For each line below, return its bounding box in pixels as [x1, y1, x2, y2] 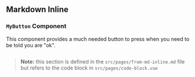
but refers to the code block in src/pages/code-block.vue [20, 64, 158, 71]
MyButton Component [6, 22, 67, 30]
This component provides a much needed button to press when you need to [6, 35, 190, 43]
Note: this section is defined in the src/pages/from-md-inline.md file [20, 58, 185, 65]
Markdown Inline [6, 5, 69, 15]
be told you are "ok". [6, 41, 56, 48]
